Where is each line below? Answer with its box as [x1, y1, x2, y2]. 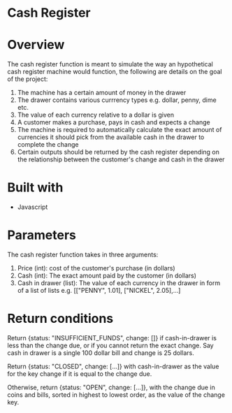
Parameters [7, 227, 77, 243]
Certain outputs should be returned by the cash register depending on [17, 148, 220, 157]
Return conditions [7, 311, 114, 326]
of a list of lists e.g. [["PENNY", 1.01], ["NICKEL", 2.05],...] [17, 287, 181, 294]
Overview [7, 37, 65, 53]
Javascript [17, 203, 48, 211]
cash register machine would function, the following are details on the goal [7, 68, 222, 76]
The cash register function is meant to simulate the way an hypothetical [7, 60, 213, 68]
